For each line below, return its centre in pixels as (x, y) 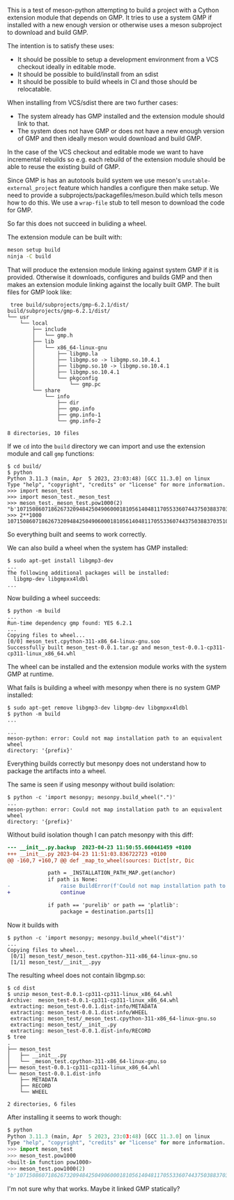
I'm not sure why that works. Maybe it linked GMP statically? (94, 1188)
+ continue (46, 893)
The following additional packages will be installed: (88, 573)
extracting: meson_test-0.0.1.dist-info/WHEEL (79, 1012)
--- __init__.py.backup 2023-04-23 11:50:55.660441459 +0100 (99, 847)
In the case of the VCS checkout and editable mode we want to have (106, 152)
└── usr (18, 317)
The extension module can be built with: (65, 237)
